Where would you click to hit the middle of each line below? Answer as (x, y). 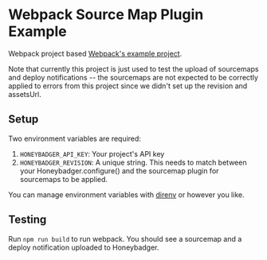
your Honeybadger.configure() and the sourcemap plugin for (119, 171)
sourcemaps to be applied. (64, 179)
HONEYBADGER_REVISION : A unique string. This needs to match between (133, 162)
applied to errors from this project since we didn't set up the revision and (128, 86)
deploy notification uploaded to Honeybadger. (84, 247)
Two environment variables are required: (75, 138)
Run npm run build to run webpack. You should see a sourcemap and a (125, 239)
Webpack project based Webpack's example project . (95, 53)
